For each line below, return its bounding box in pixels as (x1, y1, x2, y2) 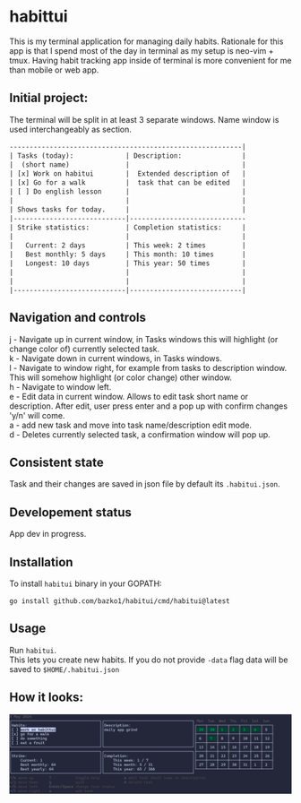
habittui (9, 6, 69, 27)
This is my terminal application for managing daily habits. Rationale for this (9, 36, 284, 47)
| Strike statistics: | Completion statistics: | (9, 222, 246, 232)
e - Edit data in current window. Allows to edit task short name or (9, 391, 249, 401)
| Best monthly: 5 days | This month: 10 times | (9, 249, 246, 259)
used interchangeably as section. (9, 124, 133, 134)
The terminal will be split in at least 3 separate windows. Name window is (9, 114, 279, 125)
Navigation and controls (9, 310, 146, 325)
